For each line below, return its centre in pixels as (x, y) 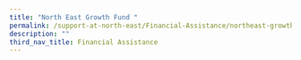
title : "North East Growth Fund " (74, 17)
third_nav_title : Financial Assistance (84, 42)
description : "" (39, 34)
